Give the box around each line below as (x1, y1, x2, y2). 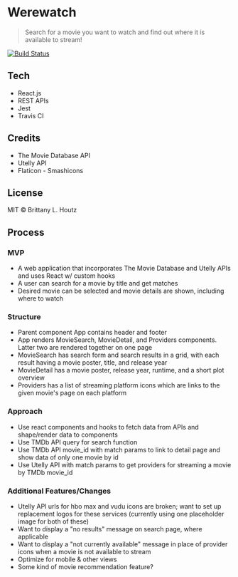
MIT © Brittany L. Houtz (7, 206, 77, 214)
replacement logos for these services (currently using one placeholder (17, 509, 225, 518)
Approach (7, 407, 43, 417)
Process (7, 226, 45, 239)
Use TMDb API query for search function (17, 437, 138, 446)
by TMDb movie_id (17, 468, 73, 477)
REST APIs (17, 96, 49, 105)
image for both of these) (17, 517, 90, 526)
